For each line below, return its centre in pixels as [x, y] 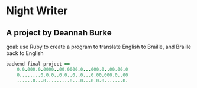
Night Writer [37, 11]
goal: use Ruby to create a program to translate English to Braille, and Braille [98, 47]
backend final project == [38, 64]
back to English [25, 53]
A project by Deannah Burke [59, 33]
